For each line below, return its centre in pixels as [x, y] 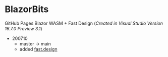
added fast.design [38, 49]
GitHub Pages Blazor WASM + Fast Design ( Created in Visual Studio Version [84, 23]
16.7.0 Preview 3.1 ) [23, 28]
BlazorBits [27, 9]
